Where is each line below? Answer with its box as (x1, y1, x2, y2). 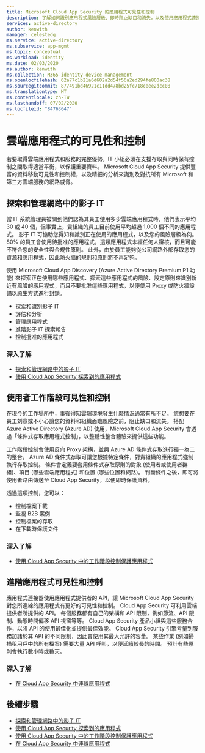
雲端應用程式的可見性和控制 (6, 134, 146, 148)
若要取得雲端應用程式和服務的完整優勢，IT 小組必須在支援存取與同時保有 (6, 155, 189, 163)
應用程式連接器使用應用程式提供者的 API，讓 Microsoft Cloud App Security (6, 594, 194, 602)
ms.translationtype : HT (6, 89, 67, 95)
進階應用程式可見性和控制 (6, 577, 103, 588)
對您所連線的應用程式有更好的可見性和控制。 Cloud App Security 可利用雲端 (6, 602, 198, 609)
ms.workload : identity (6, 54, 64, 61)
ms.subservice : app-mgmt (6, 43, 70, 50)
